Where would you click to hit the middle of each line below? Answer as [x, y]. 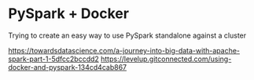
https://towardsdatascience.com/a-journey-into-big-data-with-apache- [124, 50]
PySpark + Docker [69, 14]
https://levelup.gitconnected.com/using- [166, 59]
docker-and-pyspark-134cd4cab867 [68, 67]
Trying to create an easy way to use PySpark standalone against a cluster [127, 35]
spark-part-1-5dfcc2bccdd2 [54, 59]
